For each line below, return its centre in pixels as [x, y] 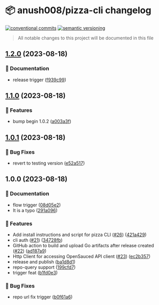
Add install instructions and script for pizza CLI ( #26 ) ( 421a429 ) [79, 234]
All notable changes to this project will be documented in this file [86, 38]
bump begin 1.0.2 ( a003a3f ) [42, 122]
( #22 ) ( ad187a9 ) [30, 251]
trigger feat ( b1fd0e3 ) [35, 272]
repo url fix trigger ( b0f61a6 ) [43, 297]
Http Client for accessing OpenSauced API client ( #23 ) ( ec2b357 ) [82, 256]
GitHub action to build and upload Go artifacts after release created [83, 245]
